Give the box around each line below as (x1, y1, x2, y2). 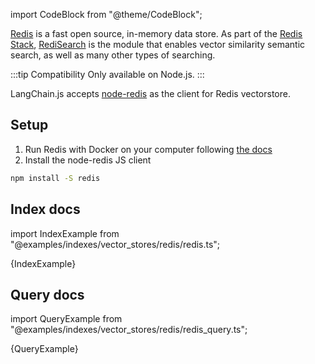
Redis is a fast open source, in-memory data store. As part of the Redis (10, 28, 303, 39)
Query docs (10, 286, 85, 303)
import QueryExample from (10, 313, 123, 325)
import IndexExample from (10, 227, 120, 239)
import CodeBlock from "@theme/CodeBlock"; (10, 9, 203, 20)
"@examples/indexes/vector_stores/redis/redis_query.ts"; (10, 324, 248, 336)
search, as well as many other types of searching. (10, 49, 216, 61)
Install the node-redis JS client (24, 154, 152, 166)
